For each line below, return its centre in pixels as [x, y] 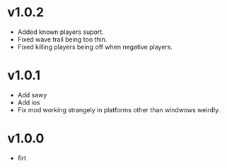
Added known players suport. [60, 32]
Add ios [29, 102]
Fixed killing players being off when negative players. [95, 47]
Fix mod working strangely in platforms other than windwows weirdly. [119, 109]
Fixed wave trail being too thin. [62, 39]
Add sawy [32, 95]
